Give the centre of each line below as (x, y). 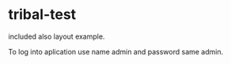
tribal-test (42, 15)
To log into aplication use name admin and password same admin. (116, 51)
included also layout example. (57, 36)
